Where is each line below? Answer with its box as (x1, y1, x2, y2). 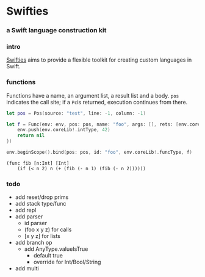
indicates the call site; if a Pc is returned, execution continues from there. (6, 98, 188, 106)
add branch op (15, 239, 52, 246)
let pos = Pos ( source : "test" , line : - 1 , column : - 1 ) (6, 110, 146, 117)
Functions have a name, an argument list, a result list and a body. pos (6, 92, 179, 99)
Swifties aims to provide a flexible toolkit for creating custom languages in (6, 56, 192, 63)
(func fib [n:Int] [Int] (6, 160, 70, 166)
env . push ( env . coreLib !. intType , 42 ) (17, 127, 111, 133)
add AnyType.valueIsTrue (24, 245, 88, 253)
